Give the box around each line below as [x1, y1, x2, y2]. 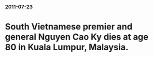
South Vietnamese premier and [5, 21, 133, 32]
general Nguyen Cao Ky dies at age [5, 31, 149, 43]
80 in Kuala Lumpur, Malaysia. [5, 42, 129, 53]
